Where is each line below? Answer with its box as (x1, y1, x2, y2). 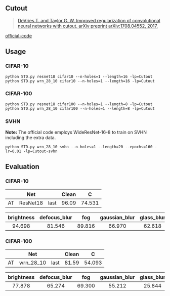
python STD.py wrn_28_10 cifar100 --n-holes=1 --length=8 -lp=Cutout (5, 106, 155, 111)
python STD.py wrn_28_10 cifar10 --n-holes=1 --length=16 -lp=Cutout (5, 78, 155, 83)
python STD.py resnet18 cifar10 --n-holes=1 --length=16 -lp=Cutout (5, 74, 153, 79)
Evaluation (5, 162, 39, 171)
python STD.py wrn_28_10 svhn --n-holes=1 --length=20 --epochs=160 (5, 144, 153, 150)
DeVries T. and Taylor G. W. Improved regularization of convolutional (17, 17, 160, 23)
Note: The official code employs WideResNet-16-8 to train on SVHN (5, 129, 147, 136)
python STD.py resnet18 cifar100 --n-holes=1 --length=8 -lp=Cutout (5, 101, 153, 107)
